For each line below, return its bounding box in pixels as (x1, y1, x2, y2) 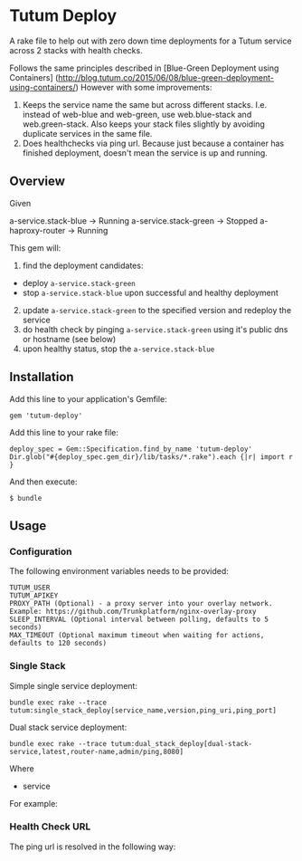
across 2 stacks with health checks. (9, 44, 143, 55)
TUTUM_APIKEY (9, 591, 59, 600)
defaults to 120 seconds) (9, 639, 107, 648)
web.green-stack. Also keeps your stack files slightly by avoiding (22, 119, 265, 129)
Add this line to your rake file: (9, 426, 119, 437)
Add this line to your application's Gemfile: (9, 393, 167, 404)
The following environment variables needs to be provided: (9, 566, 229, 577)
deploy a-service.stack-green (22, 277, 136, 288)
